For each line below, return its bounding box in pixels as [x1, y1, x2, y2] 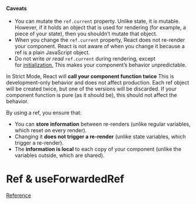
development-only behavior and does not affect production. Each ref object [6, 79, 190, 86]
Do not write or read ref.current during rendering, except [14, 55, 156, 62]
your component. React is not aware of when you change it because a [14, 43, 185, 50]
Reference [6, 192, 31, 199]
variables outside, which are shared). [14, 152, 105, 159]
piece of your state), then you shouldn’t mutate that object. [14, 30, 158, 38]
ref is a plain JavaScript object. [14, 49, 90, 56]
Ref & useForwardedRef [6, 172, 125, 186]
